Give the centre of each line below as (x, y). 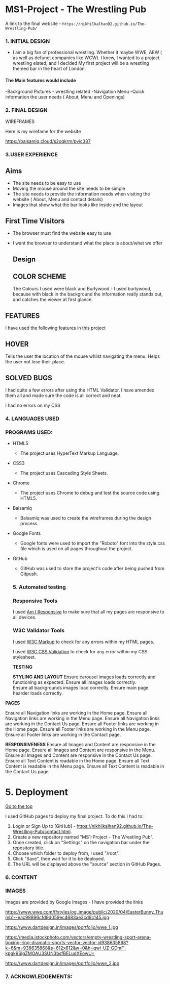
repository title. (28, 848)
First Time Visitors (35, 221)
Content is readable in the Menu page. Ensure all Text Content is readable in (85, 766)
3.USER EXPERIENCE (32, 154)
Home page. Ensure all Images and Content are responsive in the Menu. (80, 750)
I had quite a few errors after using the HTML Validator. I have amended (80, 390)
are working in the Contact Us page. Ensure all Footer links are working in (82, 724)
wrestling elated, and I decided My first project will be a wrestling (81, 63)
